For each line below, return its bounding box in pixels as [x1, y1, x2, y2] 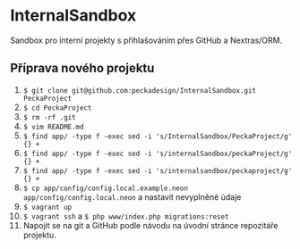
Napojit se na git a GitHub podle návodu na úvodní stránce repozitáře [22, 220, 279, 230]
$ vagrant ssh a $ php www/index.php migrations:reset [22, 211, 229, 221]
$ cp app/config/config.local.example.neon [22, 184, 189, 193]
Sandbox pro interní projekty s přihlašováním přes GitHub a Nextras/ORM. [10, 35, 283, 46]
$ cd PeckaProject [22, 104, 92, 112]
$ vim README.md [22, 122, 84, 131]
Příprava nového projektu [10, 61, 155, 76]
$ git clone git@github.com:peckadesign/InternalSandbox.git [22, 86, 257, 95]
